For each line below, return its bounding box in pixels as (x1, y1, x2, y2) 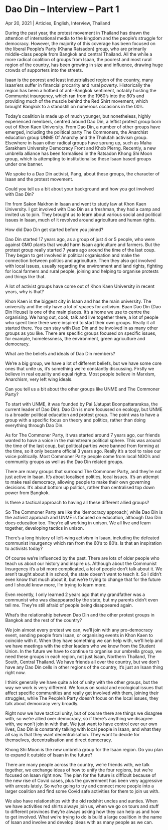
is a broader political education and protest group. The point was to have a (5, 411, 159, 418)
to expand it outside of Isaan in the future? (5, 752, 93, 758)
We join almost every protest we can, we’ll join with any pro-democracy (5, 627, 153, 633)
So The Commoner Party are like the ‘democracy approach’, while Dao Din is (5, 509, 163, 515)
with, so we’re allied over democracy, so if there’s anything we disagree (5, 715, 153, 721)
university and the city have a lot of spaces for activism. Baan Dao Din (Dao (5, 303, 161, 309)
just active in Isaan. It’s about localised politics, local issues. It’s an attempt (5, 474, 159, 480)
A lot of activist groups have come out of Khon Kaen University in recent (5, 283, 154, 289)
